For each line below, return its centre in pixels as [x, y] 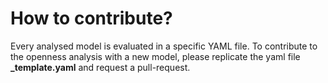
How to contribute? [91, 18]
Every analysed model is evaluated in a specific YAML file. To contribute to [164, 46]
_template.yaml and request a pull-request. [100, 67]
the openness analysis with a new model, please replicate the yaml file [155, 56]
